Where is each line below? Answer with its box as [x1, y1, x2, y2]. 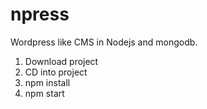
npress [10, 3, 70, 26]
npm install [24, 76, 71, 88]
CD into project [24, 66, 88, 78]
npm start [24, 87, 65, 99]
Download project [24, 55, 99, 67]
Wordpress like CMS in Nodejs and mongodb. [10, 36, 198, 48]
